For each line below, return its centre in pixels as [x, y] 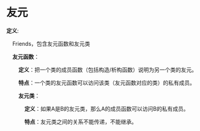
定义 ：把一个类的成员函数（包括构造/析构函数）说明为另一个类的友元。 [108, 69]
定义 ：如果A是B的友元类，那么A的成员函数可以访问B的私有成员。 [106, 108]
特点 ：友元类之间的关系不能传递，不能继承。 [81, 122]
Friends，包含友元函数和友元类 [51, 43]
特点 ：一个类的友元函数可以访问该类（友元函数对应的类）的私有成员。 [107, 83]
